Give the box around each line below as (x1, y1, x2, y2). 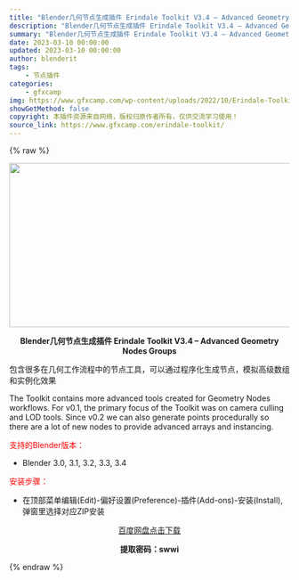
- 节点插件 (25, 71, 61, 80)
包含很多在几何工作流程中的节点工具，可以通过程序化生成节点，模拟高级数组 (9, 364, 290, 374)
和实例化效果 (9, 375, 56, 386)
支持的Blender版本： (9, 440, 85, 450)
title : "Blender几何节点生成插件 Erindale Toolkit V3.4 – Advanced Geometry (9, 12, 290, 22)
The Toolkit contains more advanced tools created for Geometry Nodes (9, 393, 271, 404)
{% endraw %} (9, 562, 64, 572)
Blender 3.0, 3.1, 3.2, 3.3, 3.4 (21, 458, 127, 468)
